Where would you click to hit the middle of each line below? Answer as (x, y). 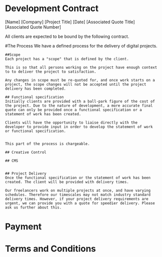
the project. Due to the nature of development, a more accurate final (79, 105)
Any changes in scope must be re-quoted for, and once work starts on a (80, 80)
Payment (24, 227)
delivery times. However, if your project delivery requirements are (77, 199)
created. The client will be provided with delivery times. (67, 182)
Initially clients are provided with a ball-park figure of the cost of (80, 101)
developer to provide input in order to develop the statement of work (79, 127)
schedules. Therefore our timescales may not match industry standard (78, 194)
